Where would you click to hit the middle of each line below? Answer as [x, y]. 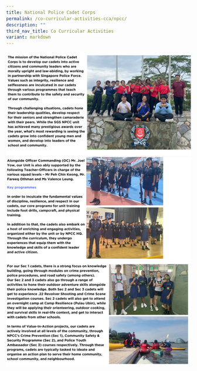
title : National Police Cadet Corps [51, 12]
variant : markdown [28, 37]
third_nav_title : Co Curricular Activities [60, 31]
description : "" [26, 25]
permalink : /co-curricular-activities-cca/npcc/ [67, 19]
